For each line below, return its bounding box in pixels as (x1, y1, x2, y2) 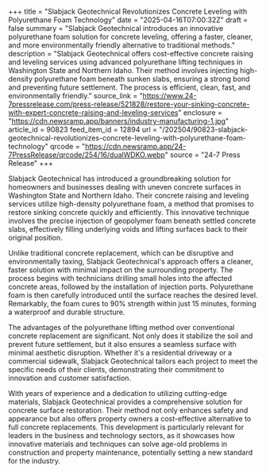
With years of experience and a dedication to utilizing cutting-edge (8, 389, 228, 398)
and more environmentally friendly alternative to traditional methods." (8, 40, 236, 50)
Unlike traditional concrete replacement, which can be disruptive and (8, 248, 234, 257)
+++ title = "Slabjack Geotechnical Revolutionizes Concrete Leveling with (8, 7, 248, 16)
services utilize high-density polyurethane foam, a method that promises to (8, 199, 254, 209)
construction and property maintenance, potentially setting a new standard (8, 448, 253, 457)
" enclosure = (178, 108, 222, 117)
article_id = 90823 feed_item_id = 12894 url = (8, 125, 157, 134)
